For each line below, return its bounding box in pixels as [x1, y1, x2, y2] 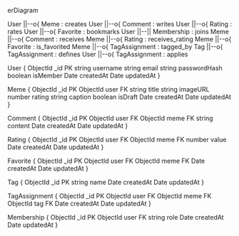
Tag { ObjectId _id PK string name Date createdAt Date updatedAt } [7, 178, 205, 186]
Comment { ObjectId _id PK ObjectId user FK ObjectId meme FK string [7, 114, 213, 122]
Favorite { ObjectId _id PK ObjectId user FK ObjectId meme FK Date [7, 156, 205, 165]
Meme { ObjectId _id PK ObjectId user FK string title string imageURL [7, 85, 210, 93]
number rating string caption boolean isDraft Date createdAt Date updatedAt [7, 92, 232, 101]
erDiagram [7, 6, 39, 14]
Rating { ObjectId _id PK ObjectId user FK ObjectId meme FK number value [7, 135, 227, 144]
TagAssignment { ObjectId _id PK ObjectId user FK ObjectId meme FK [7, 192, 212, 200]
